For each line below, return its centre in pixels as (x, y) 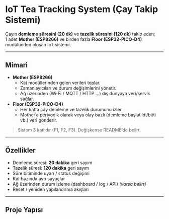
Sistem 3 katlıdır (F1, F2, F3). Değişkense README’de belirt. (79, 130)
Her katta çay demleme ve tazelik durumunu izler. (71, 109)
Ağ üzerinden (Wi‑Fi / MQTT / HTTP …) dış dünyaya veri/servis (85, 93)
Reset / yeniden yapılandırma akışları (51, 189)
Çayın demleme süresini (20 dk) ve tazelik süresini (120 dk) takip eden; (80, 34)
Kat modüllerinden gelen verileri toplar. (60, 83)
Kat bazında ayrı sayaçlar (39, 178)
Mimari (16, 65)
